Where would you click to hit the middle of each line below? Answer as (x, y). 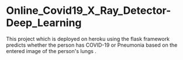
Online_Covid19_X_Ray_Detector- (89, 11)
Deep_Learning (44, 23)
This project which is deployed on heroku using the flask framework (88, 39)
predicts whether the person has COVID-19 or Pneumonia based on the (92, 45)
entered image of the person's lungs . (51, 51)
